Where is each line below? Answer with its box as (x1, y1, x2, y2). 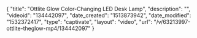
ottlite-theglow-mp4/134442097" (6, 25, 91, 32)
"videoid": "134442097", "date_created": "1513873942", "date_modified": (6, 12, 191, 19)
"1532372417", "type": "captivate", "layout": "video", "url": (6, 18, 153, 25)
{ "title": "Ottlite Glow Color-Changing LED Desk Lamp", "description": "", (6, 6, 191, 12)
